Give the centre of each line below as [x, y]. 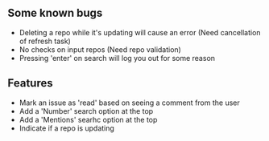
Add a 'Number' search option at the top [86, 111]
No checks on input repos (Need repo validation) [100, 49]
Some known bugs [55, 13]
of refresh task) [45, 41]
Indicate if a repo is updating [66, 128]
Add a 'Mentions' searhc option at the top [88, 119]
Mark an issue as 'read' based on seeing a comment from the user [130, 103]
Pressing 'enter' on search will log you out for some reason [117, 58]
